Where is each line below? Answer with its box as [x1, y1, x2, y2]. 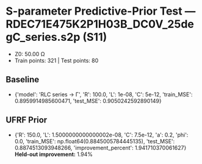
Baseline [5, 74, 40, 85]
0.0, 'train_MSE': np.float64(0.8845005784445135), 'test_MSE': [14, 137, 175, 144]
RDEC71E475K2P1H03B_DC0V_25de [5, 17, 195, 31]
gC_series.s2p [5, 30, 81, 44]
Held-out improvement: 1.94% [14, 151, 93, 158]
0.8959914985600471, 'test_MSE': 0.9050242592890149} [14, 97, 162, 104]
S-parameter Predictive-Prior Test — [5, 4, 196, 18]
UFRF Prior [5, 115, 48, 126]
